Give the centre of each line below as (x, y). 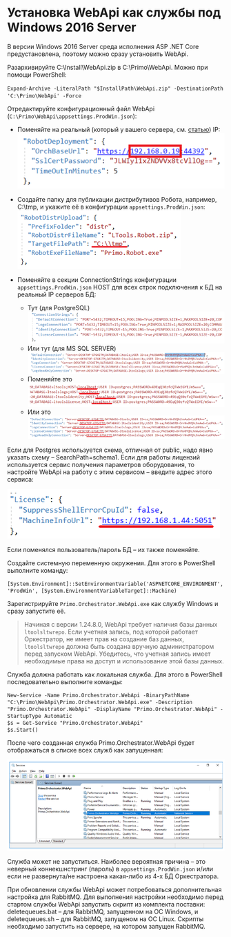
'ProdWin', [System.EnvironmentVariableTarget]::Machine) (92, 591)
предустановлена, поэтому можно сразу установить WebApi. (98, 54)
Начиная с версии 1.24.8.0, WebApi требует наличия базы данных (121, 624)
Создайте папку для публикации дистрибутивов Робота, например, (117, 199)
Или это (39, 412)
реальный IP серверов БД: (57, 294)
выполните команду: (38, 570)
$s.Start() (23, 730)
